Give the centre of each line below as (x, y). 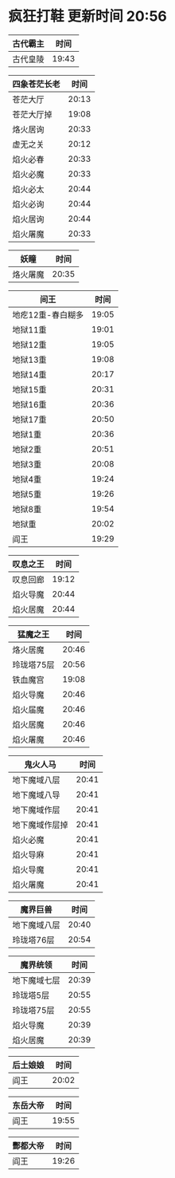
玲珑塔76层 (33, 940)
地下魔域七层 (37, 980)
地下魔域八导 (37, 794)
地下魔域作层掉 (41, 825)
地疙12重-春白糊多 (48, 314)
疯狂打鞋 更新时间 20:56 (87, 16)
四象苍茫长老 (37, 84)
